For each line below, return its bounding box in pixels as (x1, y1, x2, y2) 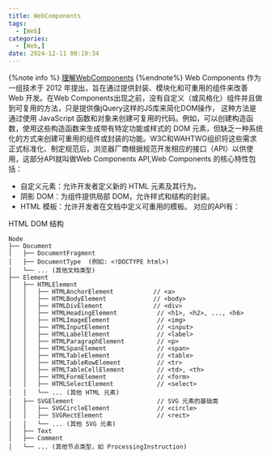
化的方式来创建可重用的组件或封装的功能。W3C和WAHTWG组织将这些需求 (8, 134, 257, 143)
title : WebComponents (8, 11, 82, 20)
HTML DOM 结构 (8, 219, 65, 228)
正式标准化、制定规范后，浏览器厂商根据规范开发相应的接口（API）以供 (8, 144, 247, 153)
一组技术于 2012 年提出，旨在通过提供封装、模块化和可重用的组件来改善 (8, 83, 248, 92)
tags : (8, 19, 27, 28)
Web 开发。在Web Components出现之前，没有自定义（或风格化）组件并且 (8, 93, 256, 102)
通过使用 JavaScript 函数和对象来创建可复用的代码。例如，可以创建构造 (8, 114, 247, 122)
